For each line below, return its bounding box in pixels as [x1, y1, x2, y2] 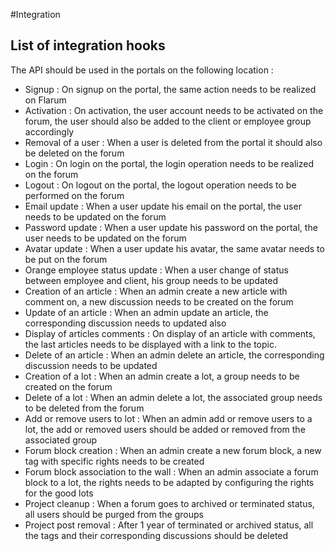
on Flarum [24, 94, 67, 106]
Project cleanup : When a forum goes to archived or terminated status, [24, 497, 315, 509]
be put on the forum [24, 253, 108, 265]
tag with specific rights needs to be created [24, 455, 205, 467]
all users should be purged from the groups [24, 508, 204, 520]
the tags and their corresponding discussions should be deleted [24, 529, 289, 541]
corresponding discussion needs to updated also [24, 317, 227, 329]
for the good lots [24, 487, 94, 499]
